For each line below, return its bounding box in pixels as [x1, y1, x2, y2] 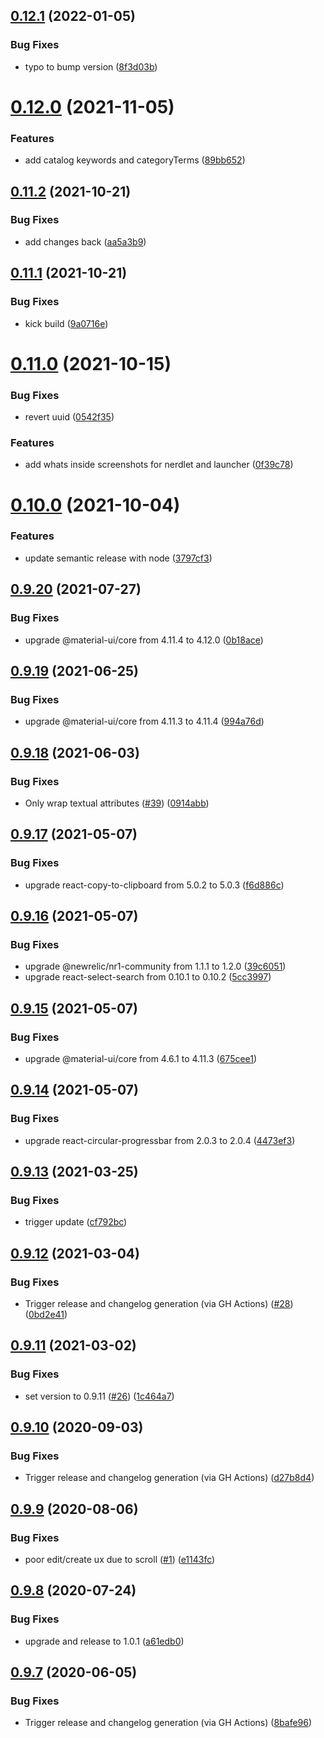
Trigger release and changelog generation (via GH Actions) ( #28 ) [24, 1298, 294, 1309]
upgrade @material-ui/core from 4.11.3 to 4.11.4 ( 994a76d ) [24, 715, 265, 728]
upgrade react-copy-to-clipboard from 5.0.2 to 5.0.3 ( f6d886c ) [24, 879, 285, 891]
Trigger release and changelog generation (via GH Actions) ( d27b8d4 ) [24, 1472, 315, 1484]
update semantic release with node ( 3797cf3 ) [24, 552, 213, 564]
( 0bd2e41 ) [24, 1309, 68, 1320]
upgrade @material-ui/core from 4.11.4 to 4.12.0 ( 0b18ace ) [24, 634, 264, 646]
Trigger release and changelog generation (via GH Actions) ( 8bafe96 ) [24, 1717, 313, 1729]
